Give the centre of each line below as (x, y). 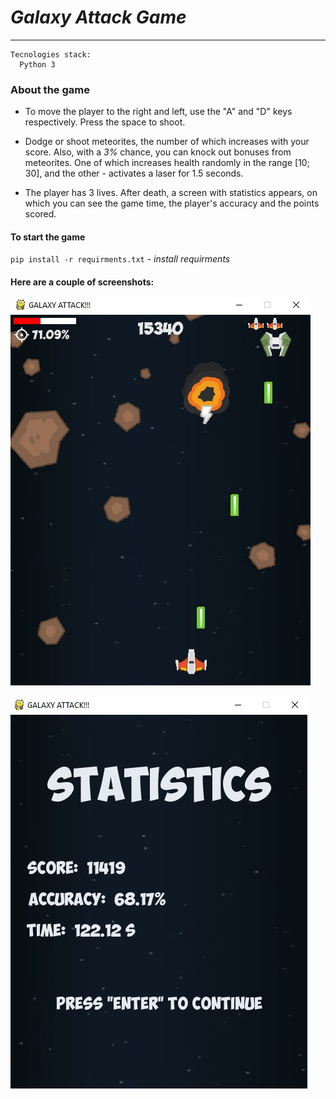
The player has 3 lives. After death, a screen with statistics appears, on (171, 193)
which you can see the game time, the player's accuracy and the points (172, 203)
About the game (50, 89)
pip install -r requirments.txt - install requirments (120, 259)
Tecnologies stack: (51, 54)
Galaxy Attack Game (98, 17)
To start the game (48, 237)
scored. (40, 214)
